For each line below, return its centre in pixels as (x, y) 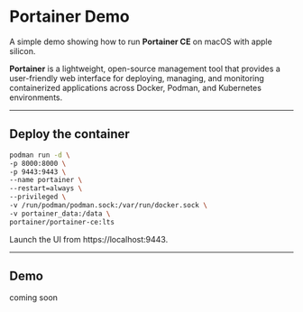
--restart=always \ (46, 188)
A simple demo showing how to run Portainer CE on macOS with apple (141, 41)
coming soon (34, 298)
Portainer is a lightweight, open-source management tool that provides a (145, 69)
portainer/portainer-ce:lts (62, 222)
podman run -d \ (40, 155)
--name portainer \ (46, 180)
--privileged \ (38, 197)
